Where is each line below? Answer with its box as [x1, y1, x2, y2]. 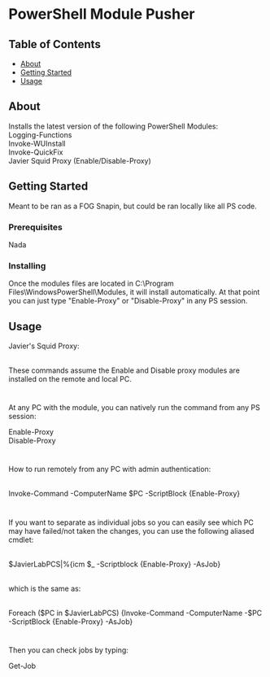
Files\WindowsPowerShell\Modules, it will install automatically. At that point [8, 287, 260, 297]
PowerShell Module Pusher [8, 5, 195, 24]
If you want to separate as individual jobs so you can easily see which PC [8, 518, 255, 527]
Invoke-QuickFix [8, 147, 63, 157]
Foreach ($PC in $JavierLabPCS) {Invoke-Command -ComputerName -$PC [8, 608, 263, 618]
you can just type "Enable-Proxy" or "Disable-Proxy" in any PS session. [8, 296, 248, 306]
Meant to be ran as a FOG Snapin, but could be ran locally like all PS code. [8, 201, 258, 211]
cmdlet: [8, 535, 34, 544]
